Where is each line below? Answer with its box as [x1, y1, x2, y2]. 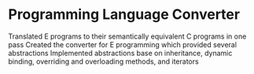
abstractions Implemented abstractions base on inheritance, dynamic [8, 48, 233, 57]
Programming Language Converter [8, 6, 241, 24]
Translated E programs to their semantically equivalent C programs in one [8, 31, 247, 41]
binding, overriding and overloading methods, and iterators [8, 57, 199, 66]
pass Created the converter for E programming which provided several [8, 39, 237, 49]
